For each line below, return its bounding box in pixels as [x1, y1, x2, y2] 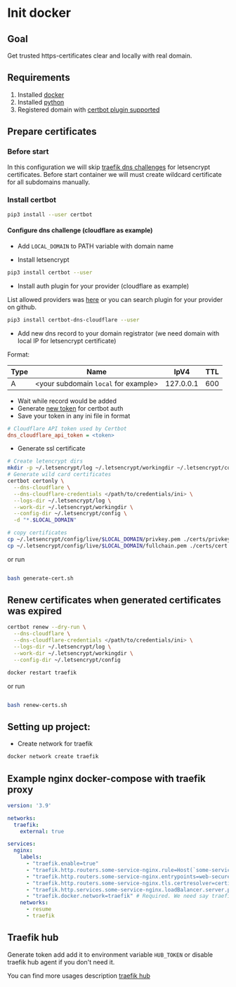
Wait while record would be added [17, 397, 117, 405]
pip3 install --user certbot [7, 211, 93, 218]
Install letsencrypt [17, 255, 70, 264]
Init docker [7, 5, 72, 21]
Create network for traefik [17, 739, 93, 748]
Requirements [7, 72, 70, 84]
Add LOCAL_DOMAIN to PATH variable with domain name [17, 241, 174, 250]
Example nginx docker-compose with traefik [7, 772, 206, 784]
